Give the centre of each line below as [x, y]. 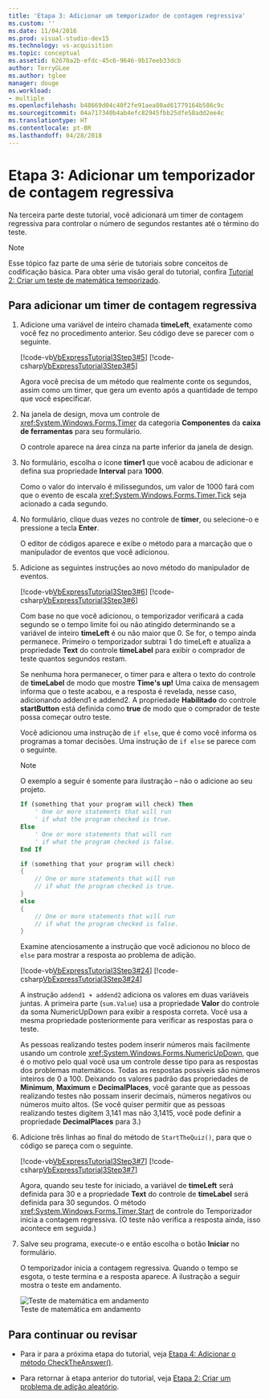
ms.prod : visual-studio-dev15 [59, 38]
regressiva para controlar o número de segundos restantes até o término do [134, 223]
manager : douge [34, 83]
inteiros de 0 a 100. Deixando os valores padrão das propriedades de [134, 1079]
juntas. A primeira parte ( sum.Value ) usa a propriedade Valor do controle [139, 1004]
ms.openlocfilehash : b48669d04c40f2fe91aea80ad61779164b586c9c [116, 105]
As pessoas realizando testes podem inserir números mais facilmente [135, 1045]
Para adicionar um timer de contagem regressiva [132, 305]
